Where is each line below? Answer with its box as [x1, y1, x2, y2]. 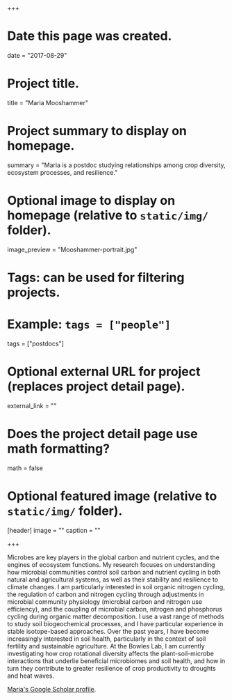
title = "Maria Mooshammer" [7, 98, 89, 107]
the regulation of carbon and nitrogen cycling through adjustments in [7, 590, 204, 598]
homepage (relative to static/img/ [7, 208, 209, 223]
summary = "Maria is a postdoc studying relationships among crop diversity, [7, 161, 226, 169]
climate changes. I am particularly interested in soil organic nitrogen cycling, [7, 582, 226, 591]
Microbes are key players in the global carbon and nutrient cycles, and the [7, 553, 220, 561]
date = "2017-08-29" [7, 51, 67, 59]
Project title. [7, 76, 80, 91]
